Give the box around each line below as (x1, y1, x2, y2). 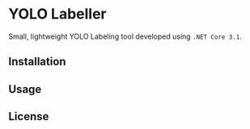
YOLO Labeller (8, 5, 107, 23)
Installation (8, 55, 66, 69)
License (8, 110, 49, 123)
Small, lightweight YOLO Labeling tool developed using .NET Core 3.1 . (8, 31, 243, 41)
